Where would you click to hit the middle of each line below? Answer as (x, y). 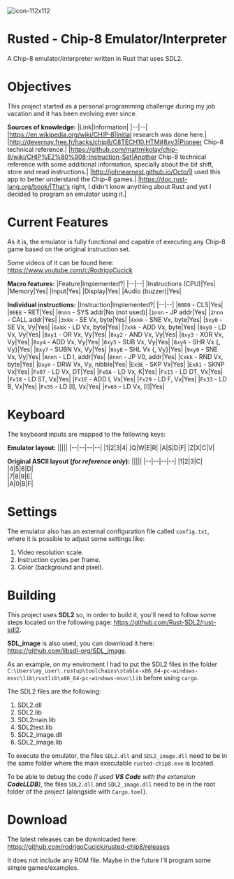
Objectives (39, 87)
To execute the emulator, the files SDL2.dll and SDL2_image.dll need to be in (117, 755)
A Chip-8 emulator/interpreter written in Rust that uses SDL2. (95, 58)
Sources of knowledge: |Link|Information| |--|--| (78, 127)
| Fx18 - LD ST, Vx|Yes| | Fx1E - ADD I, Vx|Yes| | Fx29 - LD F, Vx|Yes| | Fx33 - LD (117, 379)
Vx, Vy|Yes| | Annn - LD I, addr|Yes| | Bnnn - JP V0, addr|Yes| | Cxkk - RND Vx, (115, 356)
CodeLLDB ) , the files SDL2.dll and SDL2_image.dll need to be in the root (111, 784)
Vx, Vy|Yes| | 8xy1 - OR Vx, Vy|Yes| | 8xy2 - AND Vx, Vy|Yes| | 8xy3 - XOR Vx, (116, 334)
